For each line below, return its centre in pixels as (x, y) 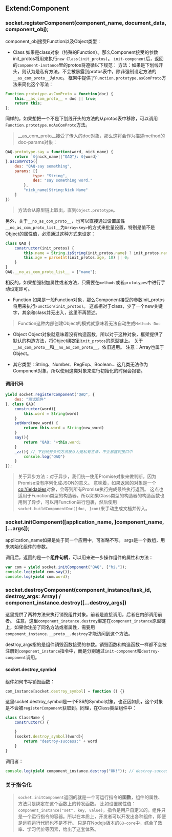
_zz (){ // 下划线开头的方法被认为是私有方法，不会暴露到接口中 (74, 452)
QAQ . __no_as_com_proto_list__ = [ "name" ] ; (51, 272)
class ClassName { (25, 718)
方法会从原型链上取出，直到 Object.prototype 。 (68, 210)
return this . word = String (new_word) (64, 428)
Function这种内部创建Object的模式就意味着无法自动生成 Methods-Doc (89, 323)
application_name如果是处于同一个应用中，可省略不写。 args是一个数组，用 (85, 540)
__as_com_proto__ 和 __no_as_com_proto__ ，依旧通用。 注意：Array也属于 (89, 347)
